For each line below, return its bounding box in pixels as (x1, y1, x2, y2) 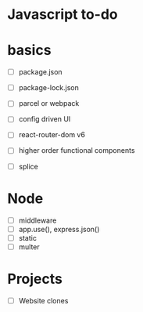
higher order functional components (18, 146, 135, 155)
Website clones (18, 296, 69, 305)
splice (18, 161, 38, 171)
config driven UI (18, 114, 71, 124)
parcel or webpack (18, 99, 80, 108)
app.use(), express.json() (18, 224, 100, 234)
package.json (18, 67, 63, 77)
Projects (7, 270, 63, 288)
